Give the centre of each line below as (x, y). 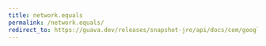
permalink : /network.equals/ (56, 23)
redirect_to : (30, 30)
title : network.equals (46, 15)
